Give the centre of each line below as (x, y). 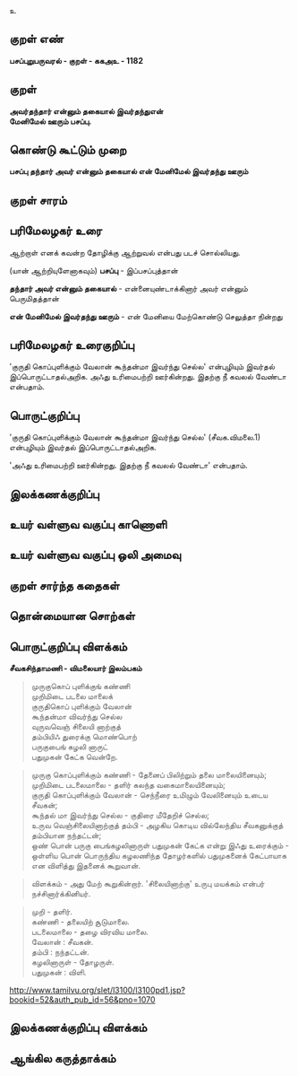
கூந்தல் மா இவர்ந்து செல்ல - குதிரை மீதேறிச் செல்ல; (120, 815)
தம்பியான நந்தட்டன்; (66, 835)
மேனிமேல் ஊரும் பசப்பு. (51, 121)
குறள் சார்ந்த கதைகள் (64, 586)
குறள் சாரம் (38, 200)
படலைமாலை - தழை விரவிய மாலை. (90, 932)
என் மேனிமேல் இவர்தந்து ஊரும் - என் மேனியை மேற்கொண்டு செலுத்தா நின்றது (146, 316)
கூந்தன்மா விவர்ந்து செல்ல (77, 717)
